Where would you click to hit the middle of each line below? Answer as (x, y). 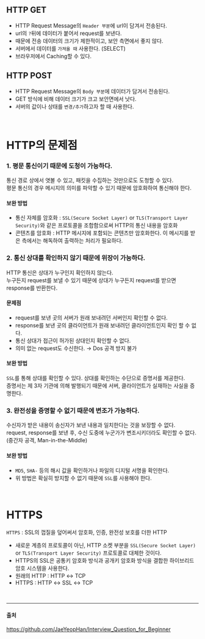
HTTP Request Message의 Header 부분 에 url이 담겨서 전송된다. (91, 25)
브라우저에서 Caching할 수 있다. (53, 56)
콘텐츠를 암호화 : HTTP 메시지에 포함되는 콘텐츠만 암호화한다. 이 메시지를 (102, 233)
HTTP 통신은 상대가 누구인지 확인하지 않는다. (60, 272)
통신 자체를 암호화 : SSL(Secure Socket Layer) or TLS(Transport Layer (102, 218)
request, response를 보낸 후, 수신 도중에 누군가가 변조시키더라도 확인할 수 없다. (101, 433)
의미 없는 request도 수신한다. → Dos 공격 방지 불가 (76, 348)
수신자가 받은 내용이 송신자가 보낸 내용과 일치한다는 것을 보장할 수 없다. (91, 425)
